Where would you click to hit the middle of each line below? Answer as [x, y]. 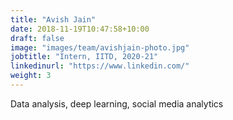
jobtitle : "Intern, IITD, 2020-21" [84, 57]
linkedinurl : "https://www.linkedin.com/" [100, 66]
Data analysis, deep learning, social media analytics [117, 103]
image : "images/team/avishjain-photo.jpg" [100, 47]
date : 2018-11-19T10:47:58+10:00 [80, 29]
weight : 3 [31, 76]
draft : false [37, 38]
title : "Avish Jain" [53, 19]
